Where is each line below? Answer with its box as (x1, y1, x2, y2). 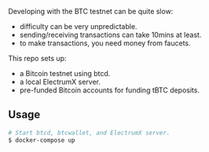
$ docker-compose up (8, 136, 76, 144)
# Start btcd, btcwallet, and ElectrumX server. (8, 128, 170, 136)
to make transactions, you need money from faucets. (19, 38, 191, 48)
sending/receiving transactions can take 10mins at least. (19, 31, 202, 39)
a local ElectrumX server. (19, 78, 101, 86)
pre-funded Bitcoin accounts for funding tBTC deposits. (19, 85, 200, 95)
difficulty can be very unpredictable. (19, 22, 137, 31)
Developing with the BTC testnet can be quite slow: (8, 7, 174, 16)
